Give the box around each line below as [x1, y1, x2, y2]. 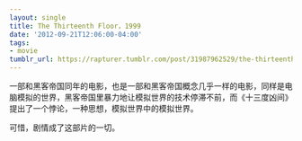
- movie [9, 47, 39, 56]
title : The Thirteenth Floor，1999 [9, 22, 141, 31]
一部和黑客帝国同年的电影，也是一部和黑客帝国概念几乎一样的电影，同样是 [9, 81, 285, 91]
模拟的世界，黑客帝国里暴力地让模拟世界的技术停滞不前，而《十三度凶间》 [16, 92, 293, 102]
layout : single [9, 13, 67, 22]
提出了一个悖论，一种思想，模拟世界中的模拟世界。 [9, 103, 199, 113]
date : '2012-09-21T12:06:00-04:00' [9, 30, 143, 39]
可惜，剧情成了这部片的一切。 [9, 122, 120, 133]
